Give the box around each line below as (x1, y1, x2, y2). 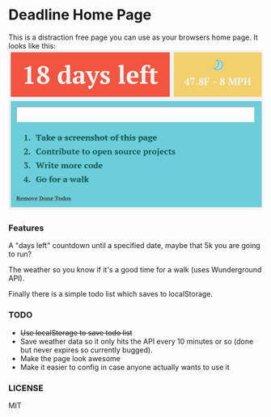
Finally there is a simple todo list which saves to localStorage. (8, 289, 213, 299)
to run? (8, 249, 32, 259)
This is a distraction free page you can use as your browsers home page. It (8, 32, 258, 42)
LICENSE (8, 382, 44, 394)
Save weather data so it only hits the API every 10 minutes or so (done (19, 336, 254, 346)
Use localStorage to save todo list (19, 327, 133, 337)
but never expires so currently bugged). (19, 345, 153, 355)
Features (8, 222, 44, 234)
